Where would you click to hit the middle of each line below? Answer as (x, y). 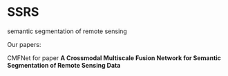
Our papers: (24, 44)
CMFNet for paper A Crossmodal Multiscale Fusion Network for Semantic (114, 58)
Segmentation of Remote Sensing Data (64, 65)
